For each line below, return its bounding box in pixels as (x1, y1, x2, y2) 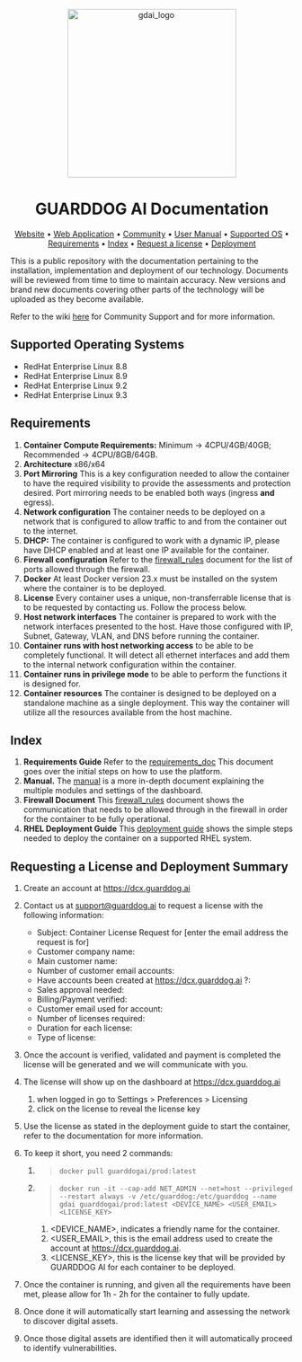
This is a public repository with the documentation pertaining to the (10, 255, 259, 266)
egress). (22, 497, 55, 508)
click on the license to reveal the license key (36, 1103, 200, 1114)
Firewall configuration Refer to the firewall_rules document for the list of (22, 553, 293, 565)
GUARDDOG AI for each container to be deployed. (49, 1262, 236, 1273)
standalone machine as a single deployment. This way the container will (22, 697, 290, 708)
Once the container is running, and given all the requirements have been (22, 1279, 291, 1290)
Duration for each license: (36, 1022, 133, 1033)
